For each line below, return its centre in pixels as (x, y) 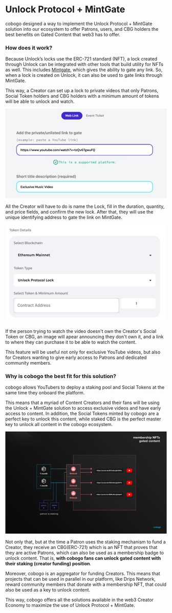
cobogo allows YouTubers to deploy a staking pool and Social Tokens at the (85, 387)
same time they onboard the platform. (45, 393)
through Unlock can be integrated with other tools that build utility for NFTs (84, 65)
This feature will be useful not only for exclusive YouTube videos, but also (83, 352)
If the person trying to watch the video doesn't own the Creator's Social (81, 331)
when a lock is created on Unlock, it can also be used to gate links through (84, 75)
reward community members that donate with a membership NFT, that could (86, 584)
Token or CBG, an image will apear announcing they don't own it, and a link (84, 336)
